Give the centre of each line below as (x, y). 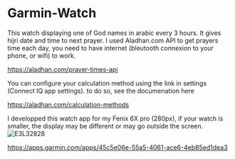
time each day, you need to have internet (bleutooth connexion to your (110, 48)
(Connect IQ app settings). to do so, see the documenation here (101, 91)
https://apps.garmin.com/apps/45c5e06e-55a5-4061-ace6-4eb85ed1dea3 (117, 147)
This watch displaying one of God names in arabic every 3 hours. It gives (114, 33)
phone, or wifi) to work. (42, 56)
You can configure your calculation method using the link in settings (107, 83)
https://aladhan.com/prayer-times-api (63, 69)
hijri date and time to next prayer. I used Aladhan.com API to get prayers (113, 40)
